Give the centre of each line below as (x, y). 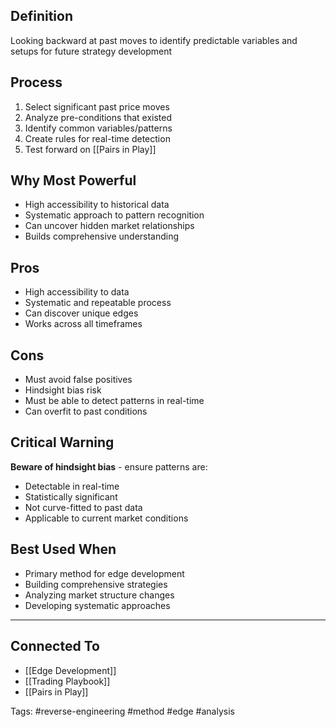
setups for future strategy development (91, 51)
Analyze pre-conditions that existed (98, 117)
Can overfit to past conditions (86, 411)
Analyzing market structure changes (99, 595)
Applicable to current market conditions (106, 518)
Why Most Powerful (73, 180)
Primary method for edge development (104, 573)
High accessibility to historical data (97, 205)
